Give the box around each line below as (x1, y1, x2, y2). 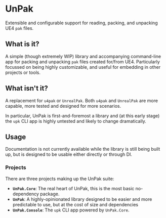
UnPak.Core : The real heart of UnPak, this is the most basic (12, 185, 135, 191)
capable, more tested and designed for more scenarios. (5, 103, 121, 109)
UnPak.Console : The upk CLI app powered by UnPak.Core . (12, 207, 130, 213)
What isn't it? (5, 84, 48, 93)
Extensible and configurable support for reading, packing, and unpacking (5, 20, 158, 26)
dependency (12, 191, 39, 197)
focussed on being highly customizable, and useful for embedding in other (5, 64, 161, 70)
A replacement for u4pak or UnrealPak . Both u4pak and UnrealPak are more (5, 97, 158, 104)
